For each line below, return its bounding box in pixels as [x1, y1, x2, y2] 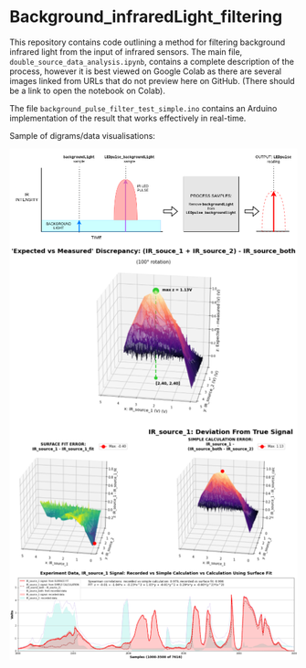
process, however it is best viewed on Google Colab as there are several [9, 66, 281, 77]
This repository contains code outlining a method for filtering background [9, 37, 286, 48]
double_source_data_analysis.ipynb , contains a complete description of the [9, 56, 295, 67]
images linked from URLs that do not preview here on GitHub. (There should [9, 75, 295, 86]
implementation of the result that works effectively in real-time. [9, 112, 247, 123]
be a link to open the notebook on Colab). [9, 85, 166, 96]
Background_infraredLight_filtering [9, 6, 283, 27]
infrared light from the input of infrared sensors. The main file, [9, 46, 243, 57]
